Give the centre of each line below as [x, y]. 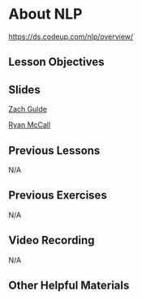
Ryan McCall [30, 125]
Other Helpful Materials [69, 285]
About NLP [45, 14]
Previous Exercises [58, 195]
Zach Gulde [28, 109]
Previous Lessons [54, 150]
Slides [24, 90]
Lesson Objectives [56, 62]
